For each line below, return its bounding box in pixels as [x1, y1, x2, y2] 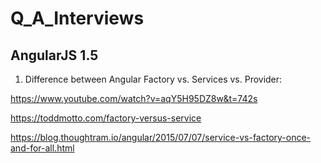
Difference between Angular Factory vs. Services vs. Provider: [24, 73, 283, 85]
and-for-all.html [10, 142, 75, 154]
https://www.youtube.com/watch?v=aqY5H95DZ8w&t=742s [10, 93, 258, 104]
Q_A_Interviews [10, 7, 145, 30]
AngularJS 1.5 [10, 47, 99, 64]
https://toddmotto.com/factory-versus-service [10, 112, 202, 124]
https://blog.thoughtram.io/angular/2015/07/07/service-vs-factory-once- [10, 132, 312, 143]
